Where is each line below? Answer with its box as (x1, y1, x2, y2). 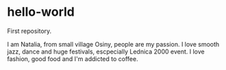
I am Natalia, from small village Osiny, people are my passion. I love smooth (7, 40, 220, 48)
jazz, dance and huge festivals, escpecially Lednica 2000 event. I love (7, 47, 205, 56)
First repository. (7, 27, 52, 35)
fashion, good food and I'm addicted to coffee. (7, 54, 138, 62)
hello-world (7, 4, 75, 20)
